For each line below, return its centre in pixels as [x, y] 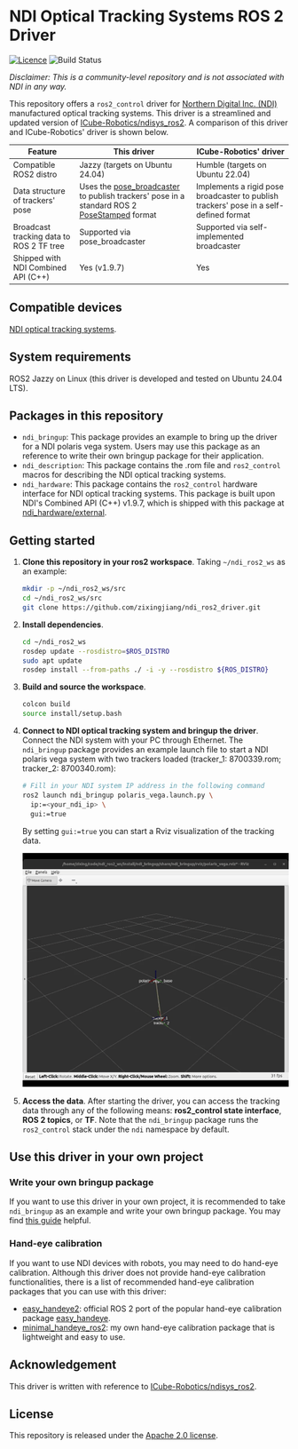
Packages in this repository [86, 415]
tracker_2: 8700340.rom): [69, 768]
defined [210, 214]
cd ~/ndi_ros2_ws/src [62, 598]
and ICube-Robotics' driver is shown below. [89, 131]
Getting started [52, 541]
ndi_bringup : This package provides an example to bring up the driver [149, 437]
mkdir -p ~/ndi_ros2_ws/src [74, 589]
